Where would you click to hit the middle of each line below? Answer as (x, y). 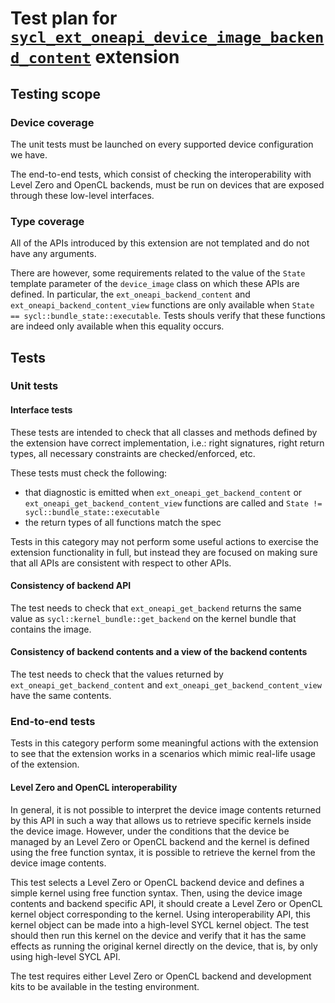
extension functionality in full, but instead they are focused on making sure (164, 552)
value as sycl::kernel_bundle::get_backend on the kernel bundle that (153, 618)
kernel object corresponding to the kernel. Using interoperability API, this (160, 914)
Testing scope (56, 93)
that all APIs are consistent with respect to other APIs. (121, 563)
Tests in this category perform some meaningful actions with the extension (164, 743)
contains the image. (51, 629)
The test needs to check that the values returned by (117, 674)
